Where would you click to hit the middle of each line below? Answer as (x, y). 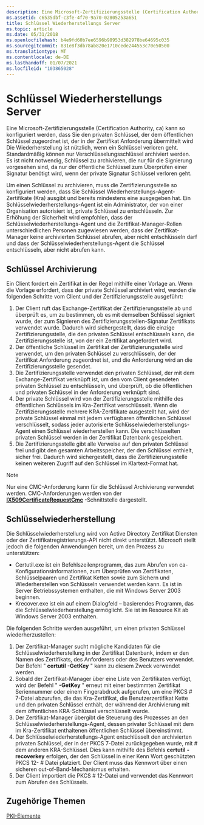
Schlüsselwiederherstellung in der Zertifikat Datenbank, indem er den (102, 653)
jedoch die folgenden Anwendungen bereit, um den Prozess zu (85, 546)
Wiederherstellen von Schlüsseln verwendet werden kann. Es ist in (98, 584)
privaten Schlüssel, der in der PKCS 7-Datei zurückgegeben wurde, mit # (106, 743)
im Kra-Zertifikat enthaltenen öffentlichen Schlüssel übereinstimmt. (99, 730)
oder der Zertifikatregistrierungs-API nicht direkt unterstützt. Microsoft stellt (101, 540)
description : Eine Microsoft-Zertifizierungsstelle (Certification (93, 12)
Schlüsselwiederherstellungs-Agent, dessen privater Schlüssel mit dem (104, 723)
